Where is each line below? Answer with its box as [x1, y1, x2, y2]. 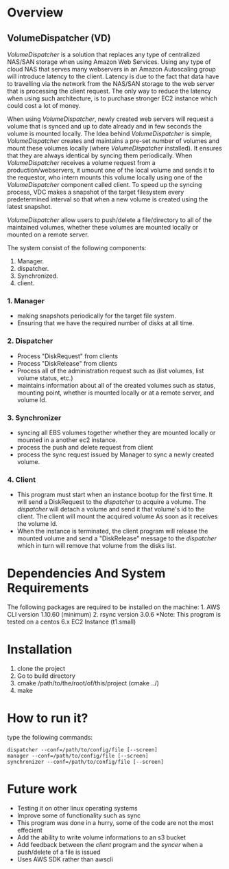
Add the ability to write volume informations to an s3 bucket [16, 833, 186, 841]
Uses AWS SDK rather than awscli [16, 855, 113, 863]
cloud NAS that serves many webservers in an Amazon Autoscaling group [7, 65, 216, 73]
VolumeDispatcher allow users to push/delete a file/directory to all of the [7, 216, 213, 224]
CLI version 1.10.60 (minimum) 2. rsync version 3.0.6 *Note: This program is [7, 610, 221, 619]
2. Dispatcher [7, 336, 53, 346]
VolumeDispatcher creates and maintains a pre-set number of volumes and [7, 137, 219, 145]
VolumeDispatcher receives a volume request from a [7, 159, 156, 166]
